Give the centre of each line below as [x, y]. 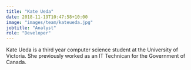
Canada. [16, 62]
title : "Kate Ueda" [30, 11]
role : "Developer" [29, 33]
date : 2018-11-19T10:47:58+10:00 [47, 17]
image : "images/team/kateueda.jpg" [50, 22]
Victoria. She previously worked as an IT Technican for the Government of [96, 56]
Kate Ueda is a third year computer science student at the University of [92, 50]
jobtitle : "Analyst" [31, 28]
